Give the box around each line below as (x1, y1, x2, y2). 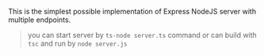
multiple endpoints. (8, 15, 71, 24)
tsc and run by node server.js (27, 39, 128, 48)
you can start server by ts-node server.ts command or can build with (27, 31, 258, 39)
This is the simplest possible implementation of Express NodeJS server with (8, 7, 256, 16)
